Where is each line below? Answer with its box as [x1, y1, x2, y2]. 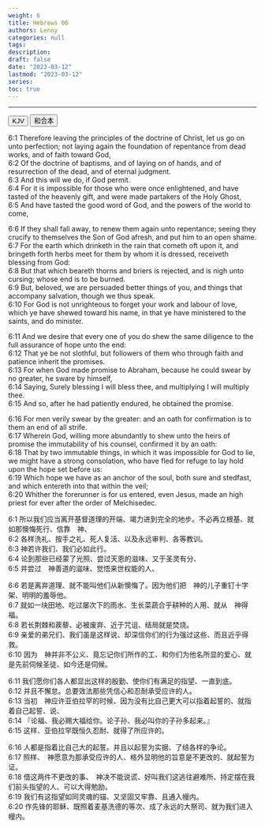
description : [8, 48, 51, 56]
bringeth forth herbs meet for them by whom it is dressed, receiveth [8, 250, 229, 259]
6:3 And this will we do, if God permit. [8, 175, 131, 185]
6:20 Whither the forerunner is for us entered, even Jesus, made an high [8, 490, 244, 499]
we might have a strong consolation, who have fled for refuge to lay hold [8, 456, 244, 466]
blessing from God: [8, 258, 71, 267]
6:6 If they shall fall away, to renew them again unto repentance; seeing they [8, 224, 256, 234]
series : [8, 77, 34, 85]
